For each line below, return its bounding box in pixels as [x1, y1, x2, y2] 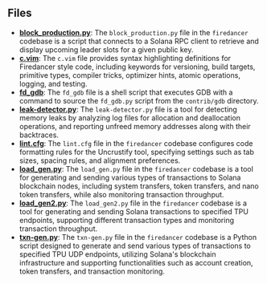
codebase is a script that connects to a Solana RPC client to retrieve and [18, 36, 259, 46]
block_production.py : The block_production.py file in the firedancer [18, 27, 249, 37]
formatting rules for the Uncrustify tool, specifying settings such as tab [18, 147, 255, 156]
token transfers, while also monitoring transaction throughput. [18, 189, 224, 199]
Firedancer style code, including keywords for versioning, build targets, [18, 62, 256, 71]
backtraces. [18, 130, 60, 140]
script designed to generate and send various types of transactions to [18, 241, 251, 250]
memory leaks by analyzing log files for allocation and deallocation [18, 112, 241, 123]
